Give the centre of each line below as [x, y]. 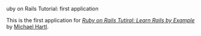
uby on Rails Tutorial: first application [52, 9]
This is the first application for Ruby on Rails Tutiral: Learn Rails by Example [100, 20]
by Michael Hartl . [28, 27]
